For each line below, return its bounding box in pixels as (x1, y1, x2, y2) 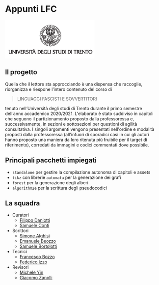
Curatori (12, 212, 29, 218)
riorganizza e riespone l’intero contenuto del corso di (5, 86, 112, 92)
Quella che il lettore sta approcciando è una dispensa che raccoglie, (5, 81, 143, 87)
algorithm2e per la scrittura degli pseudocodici (12, 185, 107, 191)
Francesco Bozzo (19, 254, 55, 260)
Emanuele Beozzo (19, 238, 56, 244)
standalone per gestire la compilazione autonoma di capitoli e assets (12, 169, 151, 175)
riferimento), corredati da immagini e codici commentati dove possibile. (5, 142, 149, 148)
